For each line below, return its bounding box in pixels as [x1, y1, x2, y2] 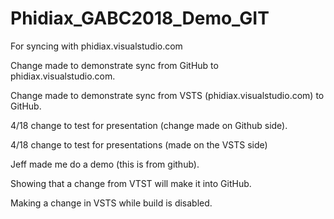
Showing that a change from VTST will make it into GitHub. [10, 177, 252, 189]
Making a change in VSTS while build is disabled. [10, 197, 213, 209]
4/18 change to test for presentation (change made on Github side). [10, 119, 288, 131]
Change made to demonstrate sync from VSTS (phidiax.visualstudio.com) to [10, 89, 325, 101]
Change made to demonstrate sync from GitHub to [10, 59, 219, 71]
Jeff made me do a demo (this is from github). [10, 158, 200, 170]
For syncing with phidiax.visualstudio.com [10, 40, 183, 52]
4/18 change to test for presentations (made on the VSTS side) [10, 138, 268, 151]
